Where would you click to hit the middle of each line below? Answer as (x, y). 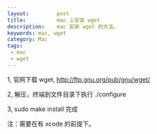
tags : (15, 46)
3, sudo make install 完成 (43, 109)
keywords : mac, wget (37, 33)
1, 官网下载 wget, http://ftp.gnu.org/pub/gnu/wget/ (79, 79)
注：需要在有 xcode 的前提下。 (51, 124)
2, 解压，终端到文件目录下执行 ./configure (67, 94)
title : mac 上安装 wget (54, 20)
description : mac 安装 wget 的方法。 (63, 26)
